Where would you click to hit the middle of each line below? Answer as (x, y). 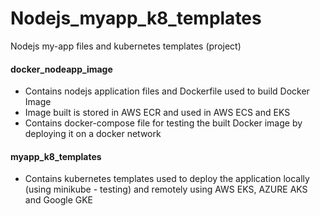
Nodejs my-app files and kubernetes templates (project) (126, 46)
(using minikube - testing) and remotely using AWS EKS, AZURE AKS (166, 189)
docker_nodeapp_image (61, 69)
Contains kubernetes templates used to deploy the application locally (167, 179)
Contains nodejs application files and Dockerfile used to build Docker (167, 91)
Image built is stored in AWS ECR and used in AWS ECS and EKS (157, 113)
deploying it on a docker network (93, 134)
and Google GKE (59, 200)
